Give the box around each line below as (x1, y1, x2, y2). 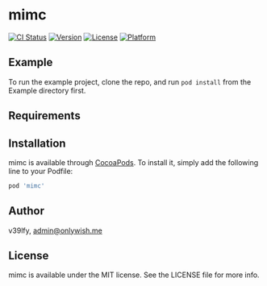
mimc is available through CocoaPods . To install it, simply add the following (8, 157, 259, 167)
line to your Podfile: (8, 166, 73, 176)
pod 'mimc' (8, 181, 45, 190)
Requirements (8, 109, 81, 122)
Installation (8, 136, 66, 150)
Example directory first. (8, 85, 86, 95)
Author (8, 204, 44, 218)
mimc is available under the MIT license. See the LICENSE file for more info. (8, 270, 260, 280)
